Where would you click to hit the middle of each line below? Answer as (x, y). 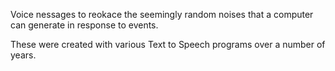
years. (23, 55)
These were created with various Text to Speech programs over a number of (168, 44)
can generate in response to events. (84, 25)
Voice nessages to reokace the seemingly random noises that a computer (162, 14)
